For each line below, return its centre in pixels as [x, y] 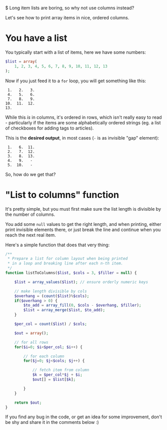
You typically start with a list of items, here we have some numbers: [76, 52]
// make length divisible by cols [51, 291]
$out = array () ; [32, 333]
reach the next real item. [31, 235]
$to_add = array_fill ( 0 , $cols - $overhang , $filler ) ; [82, 305]
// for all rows [32, 342]
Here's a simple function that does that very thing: [57, 245]
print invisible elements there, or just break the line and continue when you [83, 229]
